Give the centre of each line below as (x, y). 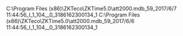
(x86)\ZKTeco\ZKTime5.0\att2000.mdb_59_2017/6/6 (70, 21)
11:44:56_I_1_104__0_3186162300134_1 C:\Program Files (73, 15)
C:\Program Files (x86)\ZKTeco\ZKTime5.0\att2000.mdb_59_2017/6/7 (91, 9)
